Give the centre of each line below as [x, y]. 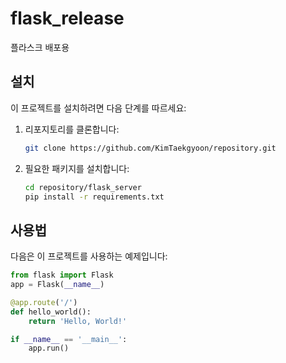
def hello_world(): [51, 312]
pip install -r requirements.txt [94, 197]
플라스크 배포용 [40, 47]
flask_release [67, 18]
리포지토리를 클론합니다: [72, 129]
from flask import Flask [62, 275]
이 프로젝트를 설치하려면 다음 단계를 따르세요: [98, 108]
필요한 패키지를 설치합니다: [77, 168]
